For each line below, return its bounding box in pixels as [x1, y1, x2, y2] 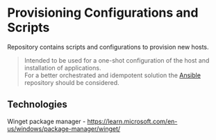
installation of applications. [24, 63, 101, 72]
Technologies [7, 99, 68, 111]
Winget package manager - [7, 117, 86, 125]
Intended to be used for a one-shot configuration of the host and [24, 56, 210, 64]
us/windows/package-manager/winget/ [7, 124, 121, 133]
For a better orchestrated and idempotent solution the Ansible [24, 71, 201, 79]
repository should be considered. [24, 78, 119, 86]
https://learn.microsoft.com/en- [87, 117, 178, 125]
